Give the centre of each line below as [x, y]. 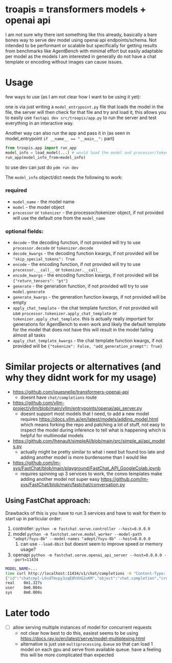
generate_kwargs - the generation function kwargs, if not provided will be [89, 297]
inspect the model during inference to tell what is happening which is [93, 430]
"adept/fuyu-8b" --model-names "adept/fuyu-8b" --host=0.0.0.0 [82, 539]
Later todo [28, 613]
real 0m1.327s [24, 583]
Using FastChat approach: [48, 501]
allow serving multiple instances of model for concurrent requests [82, 628]
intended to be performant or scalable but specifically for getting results [81, 45]
